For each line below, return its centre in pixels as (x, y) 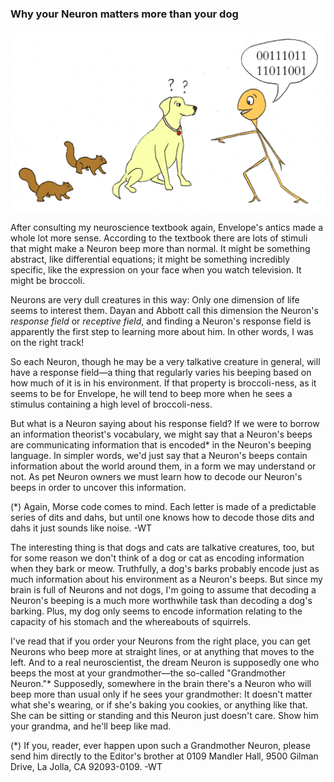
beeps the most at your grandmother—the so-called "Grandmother (148, 673)
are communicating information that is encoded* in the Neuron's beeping (161, 444)
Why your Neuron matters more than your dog (124, 14)
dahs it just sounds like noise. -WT (81, 528)
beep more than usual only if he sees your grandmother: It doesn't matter (161, 694)
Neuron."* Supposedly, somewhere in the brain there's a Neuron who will (161, 683)
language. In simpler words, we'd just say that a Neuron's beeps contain (159, 455)
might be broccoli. (47, 280)
